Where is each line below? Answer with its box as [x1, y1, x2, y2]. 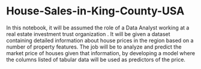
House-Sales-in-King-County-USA [6, 4, 185, 18]
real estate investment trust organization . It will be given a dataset [6, 30, 170, 37]
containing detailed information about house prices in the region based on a [6, 37, 194, 44]
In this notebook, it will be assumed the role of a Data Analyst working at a [6, 24, 190, 31]
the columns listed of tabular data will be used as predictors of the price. [6, 56, 186, 63]
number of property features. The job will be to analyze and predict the [6, 43, 182, 50]
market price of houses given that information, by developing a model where [6, 49, 196, 56]
